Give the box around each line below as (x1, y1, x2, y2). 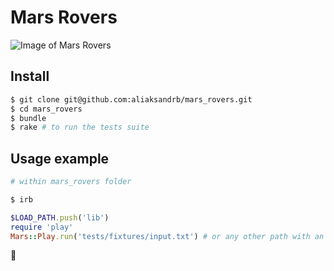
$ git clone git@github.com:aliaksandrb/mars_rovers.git (10, 94, 253, 105)
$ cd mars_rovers (10, 104, 83, 114)
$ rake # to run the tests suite (10, 122, 150, 133)
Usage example (10, 150, 110, 167)
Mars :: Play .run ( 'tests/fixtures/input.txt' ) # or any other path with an (10, 231, 325, 241)
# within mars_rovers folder (10, 177, 132, 187)
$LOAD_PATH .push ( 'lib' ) (10, 212, 110, 223)
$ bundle (10, 113, 47, 123)
